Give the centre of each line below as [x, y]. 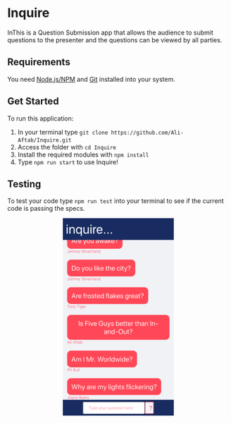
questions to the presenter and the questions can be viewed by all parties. [115, 39]
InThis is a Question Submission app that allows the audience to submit [110, 32]
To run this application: [40, 118]
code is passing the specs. [46, 209]
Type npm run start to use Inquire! [68, 162]
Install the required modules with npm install [83, 154]
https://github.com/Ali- [148, 133]
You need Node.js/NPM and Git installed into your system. [92, 79]
